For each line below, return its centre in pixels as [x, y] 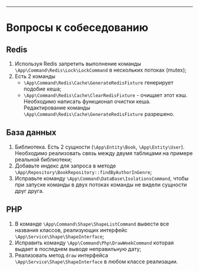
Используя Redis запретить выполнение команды [78, 64]
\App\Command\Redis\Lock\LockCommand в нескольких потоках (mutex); [100, 70]
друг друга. [29, 191]
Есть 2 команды [35, 76]
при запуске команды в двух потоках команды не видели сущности [101, 185]
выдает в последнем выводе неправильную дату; [78, 249]
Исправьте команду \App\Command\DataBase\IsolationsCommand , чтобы [102, 178]
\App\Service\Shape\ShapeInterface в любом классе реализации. [96, 262]
